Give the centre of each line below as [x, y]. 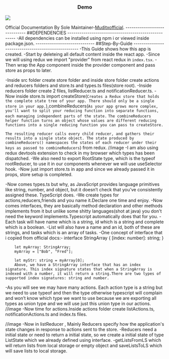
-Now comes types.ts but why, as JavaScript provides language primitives [82, 184]
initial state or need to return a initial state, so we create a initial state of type [84, 335]
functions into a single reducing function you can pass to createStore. [84, 125]
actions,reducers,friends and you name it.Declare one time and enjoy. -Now [84, 200]
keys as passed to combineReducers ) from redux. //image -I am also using [82, 148]
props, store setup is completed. [39, 175]
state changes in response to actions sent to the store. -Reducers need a [81, 330]
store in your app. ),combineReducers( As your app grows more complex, [82, 106]
